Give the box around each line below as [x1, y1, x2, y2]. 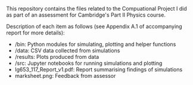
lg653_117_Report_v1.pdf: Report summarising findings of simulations [14, 66, 183, 73]
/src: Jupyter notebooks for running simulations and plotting [14, 59, 163, 67]
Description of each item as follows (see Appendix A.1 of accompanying [6, 23, 183, 30]
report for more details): [6, 29, 65, 36]
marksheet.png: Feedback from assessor [14, 73, 116, 79]
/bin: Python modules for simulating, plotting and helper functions [14, 41, 176, 48]
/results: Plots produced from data [14, 53, 99, 60]
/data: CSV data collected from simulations [14, 47, 120, 54]
